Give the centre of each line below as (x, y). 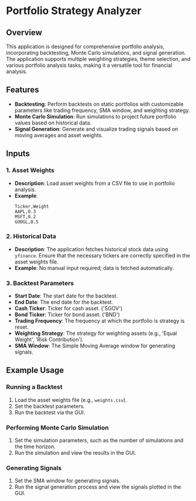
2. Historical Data (31, 236)
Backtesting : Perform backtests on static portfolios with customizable (99, 104)
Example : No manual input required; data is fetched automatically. (94, 268)
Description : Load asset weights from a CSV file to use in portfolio (95, 183)
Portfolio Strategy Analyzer (74, 11)
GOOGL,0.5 (27, 222)
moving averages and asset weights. (59, 135)
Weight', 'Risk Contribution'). (49, 340)
